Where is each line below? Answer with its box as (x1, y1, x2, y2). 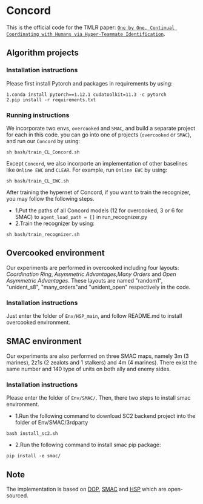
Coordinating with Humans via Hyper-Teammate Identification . (6, 30, 165, 37)
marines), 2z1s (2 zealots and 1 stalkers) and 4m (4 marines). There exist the (6, 358, 197, 366)
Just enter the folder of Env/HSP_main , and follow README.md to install (6, 312, 182, 320)
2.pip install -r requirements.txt (6, 96, 96, 103)
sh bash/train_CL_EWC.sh (6, 178, 69, 184)
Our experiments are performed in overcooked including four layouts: (6, 264, 179, 271)
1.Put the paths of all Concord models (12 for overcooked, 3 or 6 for (15, 207, 184, 214)
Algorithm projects (6, 48, 79, 58)
